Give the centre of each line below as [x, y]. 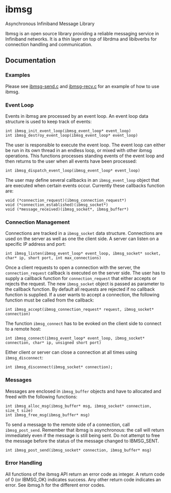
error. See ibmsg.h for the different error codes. [55, 485]
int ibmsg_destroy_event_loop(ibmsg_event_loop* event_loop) [72, 135]
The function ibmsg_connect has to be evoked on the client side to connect [83, 324]
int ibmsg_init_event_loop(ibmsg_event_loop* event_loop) [68, 131]
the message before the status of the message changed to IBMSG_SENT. [82, 441]
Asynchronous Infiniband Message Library [50, 24]
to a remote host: [23, 329]
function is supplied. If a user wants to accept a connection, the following [82, 295]
